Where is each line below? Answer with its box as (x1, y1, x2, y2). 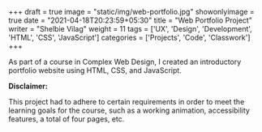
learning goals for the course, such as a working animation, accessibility (8, 105, 250, 115)
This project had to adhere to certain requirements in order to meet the (8, 97, 245, 106)
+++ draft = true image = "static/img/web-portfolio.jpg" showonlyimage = (8, 7, 256, 16)
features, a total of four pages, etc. (8, 114, 125, 124)
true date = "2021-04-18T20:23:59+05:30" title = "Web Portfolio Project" (8, 15, 253, 25)
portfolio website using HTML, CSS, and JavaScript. (8, 66, 183, 75)
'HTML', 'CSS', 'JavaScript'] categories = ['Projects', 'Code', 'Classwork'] (8, 32, 251, 42)
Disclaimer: (8, 81, 49, 91)
